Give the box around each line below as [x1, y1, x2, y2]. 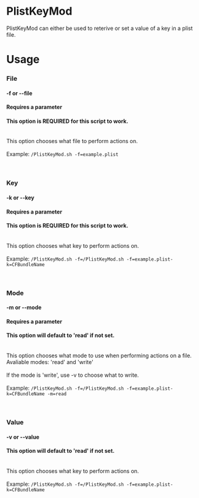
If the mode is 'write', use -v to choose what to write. [6, 371, 139, 379]
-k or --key [6, 194, 35, 201]
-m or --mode [6, 304, 42, 311]
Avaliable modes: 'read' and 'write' [6, 359, 93, 366]
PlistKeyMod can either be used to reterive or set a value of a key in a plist [6, 24, 193, 32]
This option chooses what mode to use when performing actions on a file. [6, 352, 192, 359]
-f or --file [6, 89, 32, 97]
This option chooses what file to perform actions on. [6, 138, 139, 145]
